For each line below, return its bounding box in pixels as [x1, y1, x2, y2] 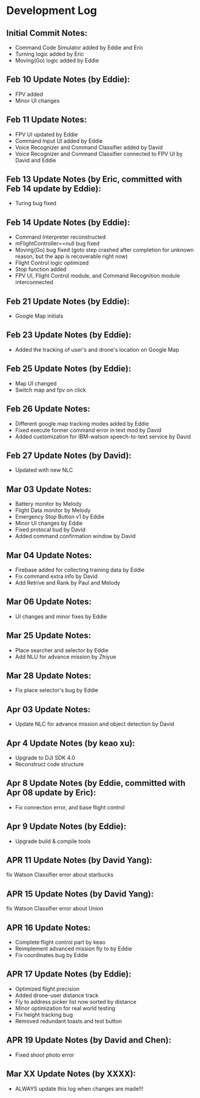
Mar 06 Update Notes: [6, 596, 92, 607]
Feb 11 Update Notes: [6, 115, 87, 125]
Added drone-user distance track [15, 991, 99, 999]
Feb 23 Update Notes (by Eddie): [6, 330, 132, 340]
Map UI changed [15, 380, 57, 387]
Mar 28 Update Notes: [6, 670, 92, 681]
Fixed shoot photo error [15, 1051, 75, 1059]
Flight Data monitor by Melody [15, 506, 91, 514]
